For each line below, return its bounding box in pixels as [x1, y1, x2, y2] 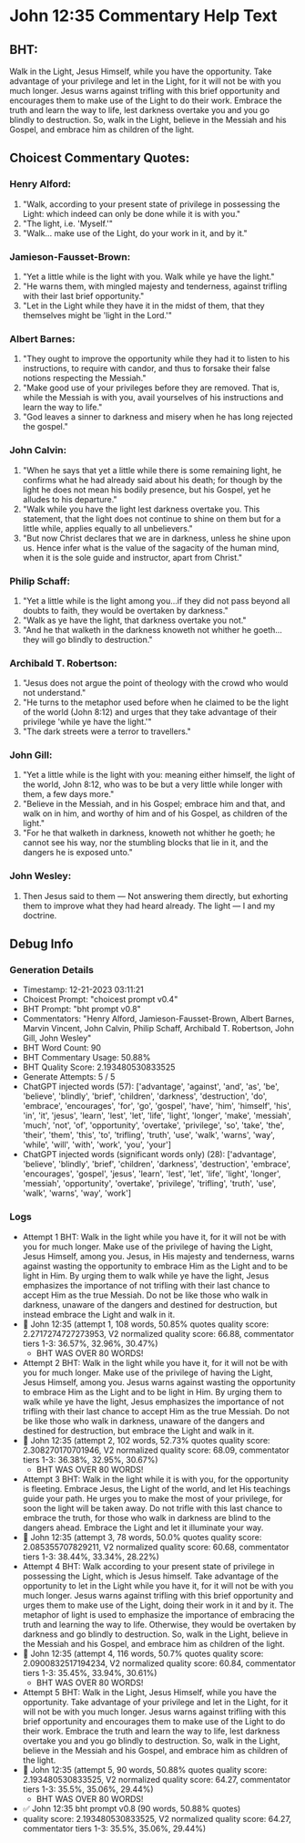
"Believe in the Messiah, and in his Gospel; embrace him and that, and [22, 799, 286, 810]
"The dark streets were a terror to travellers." [22, 726, 191, 737]
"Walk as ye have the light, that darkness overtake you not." [22, 615, 248, 626]
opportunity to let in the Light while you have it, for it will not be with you [22, 1579, 294, 1591]
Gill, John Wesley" [22, 1032, 92, 1044]
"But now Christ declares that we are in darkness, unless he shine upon [22, 533, 291, 544]
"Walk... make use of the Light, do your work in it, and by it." [22, 227, 248, 238]
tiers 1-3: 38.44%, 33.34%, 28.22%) [22, 1551, 159, 1562]
